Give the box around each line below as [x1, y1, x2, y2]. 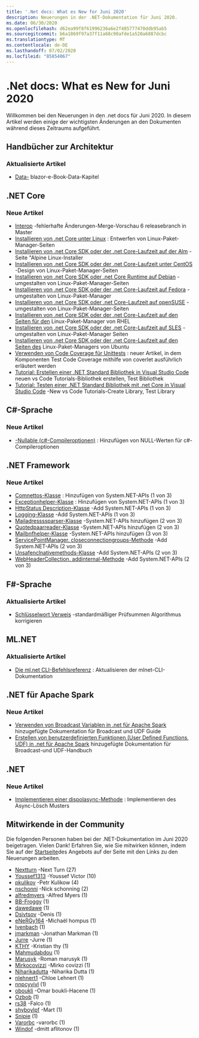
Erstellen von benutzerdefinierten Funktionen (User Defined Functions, [14, 734, 189, 742]
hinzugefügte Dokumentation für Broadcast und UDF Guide [14, 728, 161, 735]
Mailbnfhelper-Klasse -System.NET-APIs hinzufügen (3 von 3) [14, 530, 169, 537]
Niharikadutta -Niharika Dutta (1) [14, 968, 95, 975]
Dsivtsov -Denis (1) [14, 910, 62, 918]
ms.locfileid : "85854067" [6, 53, 71, 59]
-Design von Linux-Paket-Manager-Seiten [14, 267, 118, 274]
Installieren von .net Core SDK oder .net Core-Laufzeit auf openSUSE [14, 298, 185, 305]
